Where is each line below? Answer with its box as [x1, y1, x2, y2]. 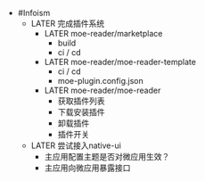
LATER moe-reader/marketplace [44, 29, 163, 38]
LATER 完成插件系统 [30, 18, 105, 29]
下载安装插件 [57, 107, 105, 117]
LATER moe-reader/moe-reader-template [44, 57, 196, 67]
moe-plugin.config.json [57, 76, 144, 86]
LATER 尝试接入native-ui [30, 140, 122, 151]
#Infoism [17, 8, 51, 18]
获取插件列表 [57, 95, 105, 106]
